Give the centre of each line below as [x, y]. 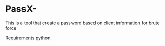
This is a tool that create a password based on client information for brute [82, 23]
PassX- [21, 9]
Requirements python [28, 38]
